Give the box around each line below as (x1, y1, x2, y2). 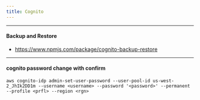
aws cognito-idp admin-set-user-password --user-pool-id (6, 78, 151, 84)
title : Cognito (6, 8, 44, 15)
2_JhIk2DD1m (6, 83, 36, 89)
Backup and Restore (6, 33, 58, 40)
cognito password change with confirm (6, 64, 106, 72)
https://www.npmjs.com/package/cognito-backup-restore (14, 46, 158, 53)
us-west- (152, 78, 174, 84)
